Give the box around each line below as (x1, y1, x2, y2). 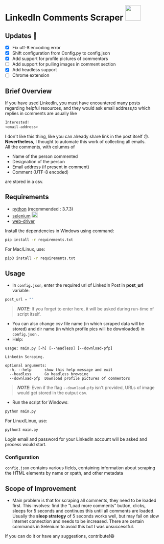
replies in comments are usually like (5, 111, 77, 117)
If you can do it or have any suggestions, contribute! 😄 (5, 533, 115, 539)
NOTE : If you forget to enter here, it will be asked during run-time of (17, 306, 154, 312)
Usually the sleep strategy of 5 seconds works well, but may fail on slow (12, 513, 159, 519)
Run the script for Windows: (12, 399, 69, 405)
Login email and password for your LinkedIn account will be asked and (5, 436, 147, 442)
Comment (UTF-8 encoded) (12, 169, 69, 175)
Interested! (5, 120, 29, 125)
